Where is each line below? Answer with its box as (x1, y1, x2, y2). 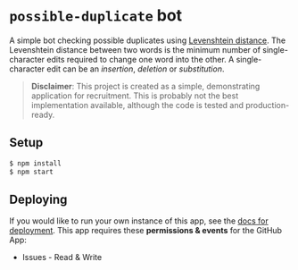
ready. (30, 109, 55, 120)
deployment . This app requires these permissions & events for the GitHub (9, 225, 283, 236)
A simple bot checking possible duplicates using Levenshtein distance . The (9, 35, 286, 46)
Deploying (9, 191, 68, 207)
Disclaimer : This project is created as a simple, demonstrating (30, 80, 261, 91)
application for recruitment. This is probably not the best (30, 90, 239, 101)
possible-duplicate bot (9, 5, 183, 26)
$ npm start (9, 167, 54, 176)
